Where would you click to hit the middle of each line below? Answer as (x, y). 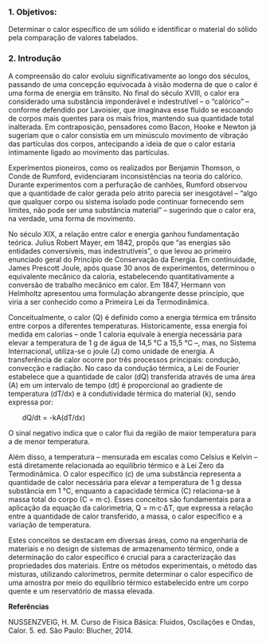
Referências (29, 606)
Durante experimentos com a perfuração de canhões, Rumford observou (128, 184)
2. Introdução (35, 58)
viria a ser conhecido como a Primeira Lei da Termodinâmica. (109, 302)
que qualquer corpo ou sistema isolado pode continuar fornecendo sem (126, 201)
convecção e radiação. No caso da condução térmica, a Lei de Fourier (123, 368)
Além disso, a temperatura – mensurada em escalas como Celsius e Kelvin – (133, 456)
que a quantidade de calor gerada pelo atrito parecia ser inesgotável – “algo (133, 193)
